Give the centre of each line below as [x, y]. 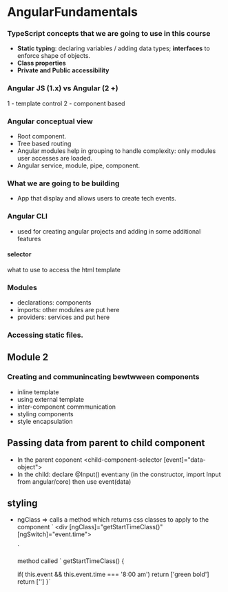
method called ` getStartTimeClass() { [71, 561]
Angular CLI [28, 216]
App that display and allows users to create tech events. [97, 198]
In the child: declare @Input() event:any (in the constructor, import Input [119, 474]
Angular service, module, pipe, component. [79, 165]
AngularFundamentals [72, 12]
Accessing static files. [45, 335]
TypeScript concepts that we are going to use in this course [109, 34]
